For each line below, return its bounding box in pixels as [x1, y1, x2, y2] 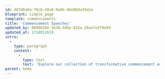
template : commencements [5, 16, 56, 21]
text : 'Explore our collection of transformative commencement [23, 62, 155, 67]
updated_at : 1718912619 [5, 30, 54, 35]
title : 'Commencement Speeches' [5, 21, 71, 26]
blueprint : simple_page [5, 12, 54, 17]
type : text [23, 57, 45, 62]
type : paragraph [14, 44, 48, 49]
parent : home [5, 67, 32, 72]
